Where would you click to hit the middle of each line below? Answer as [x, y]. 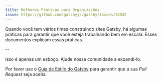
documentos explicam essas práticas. [44, 39]
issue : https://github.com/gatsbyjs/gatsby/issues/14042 [66, 15]
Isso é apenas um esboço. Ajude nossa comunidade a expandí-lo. [73, 59]
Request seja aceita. [26, 74]
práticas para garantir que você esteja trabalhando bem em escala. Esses [81, 34]
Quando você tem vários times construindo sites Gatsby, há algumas [76, 29]
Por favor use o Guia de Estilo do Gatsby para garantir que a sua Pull [76, 69]
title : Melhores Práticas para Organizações [52, 10]
